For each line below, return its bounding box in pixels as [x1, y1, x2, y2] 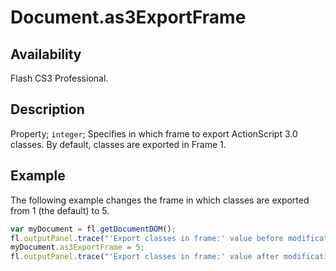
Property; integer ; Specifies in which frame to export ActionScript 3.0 [10, 127, 298, 140]
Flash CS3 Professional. [10, 72, 109, 84]
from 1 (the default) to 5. [10, 204, 110, 216]
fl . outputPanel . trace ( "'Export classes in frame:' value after [10, 252, 280, 262]
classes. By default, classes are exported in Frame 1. [10, 138, 227, 150]
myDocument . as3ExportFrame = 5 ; [10, 242, 145, 253]
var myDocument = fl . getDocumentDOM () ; [10, 224, 177, 234]
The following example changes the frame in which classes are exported [10, 194, 310, 206]
